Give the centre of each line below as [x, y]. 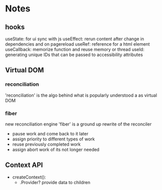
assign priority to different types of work [54, 139]
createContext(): [29, 177]
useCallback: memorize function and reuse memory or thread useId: [75, 49]
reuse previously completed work [46, 144]
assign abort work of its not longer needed [56, 149]
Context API [24, 165]
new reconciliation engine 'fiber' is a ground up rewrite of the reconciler [79, 124]
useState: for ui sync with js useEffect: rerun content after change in [75, 39]
